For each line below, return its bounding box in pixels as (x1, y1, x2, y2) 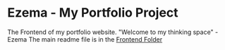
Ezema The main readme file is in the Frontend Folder (7, 35, 163, 43)
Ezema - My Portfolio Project (7, 5, 178, 21)
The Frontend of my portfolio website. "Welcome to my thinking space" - (7, 28, 219, 36)
